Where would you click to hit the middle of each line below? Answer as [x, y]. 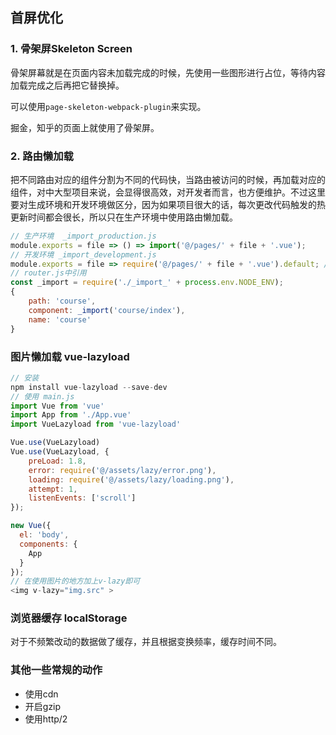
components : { [48, 544]
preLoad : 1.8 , [57, 461]
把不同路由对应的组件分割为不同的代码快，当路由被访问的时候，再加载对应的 [168, 179]
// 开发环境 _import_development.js [83, 254]
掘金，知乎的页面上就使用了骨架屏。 [85, 127]
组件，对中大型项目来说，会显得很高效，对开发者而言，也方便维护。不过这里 [168, 192]
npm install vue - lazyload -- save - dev [89, 387]
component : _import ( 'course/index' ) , [107, 310]
